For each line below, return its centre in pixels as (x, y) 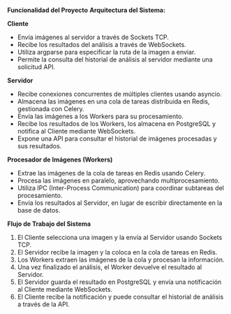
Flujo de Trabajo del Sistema (49, 224)
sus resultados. (39, 146)
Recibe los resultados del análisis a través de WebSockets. (102, 44)
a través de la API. (43, 304)
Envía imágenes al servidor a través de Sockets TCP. (93, 37)
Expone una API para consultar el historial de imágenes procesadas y (117, 138)
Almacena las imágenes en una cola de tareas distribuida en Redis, (113, 101)
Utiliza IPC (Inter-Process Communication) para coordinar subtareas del (121, 188)
